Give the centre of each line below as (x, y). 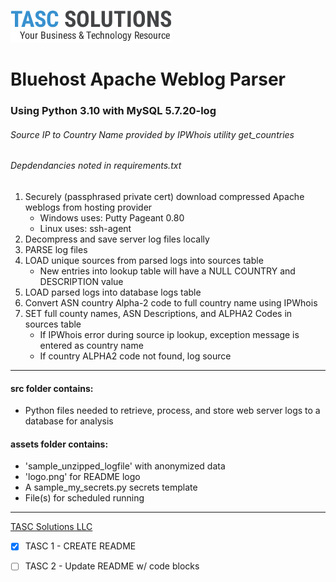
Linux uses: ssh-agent (85, 228)
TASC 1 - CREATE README (80, 546)
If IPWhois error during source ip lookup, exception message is (169, 334)
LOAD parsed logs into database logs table (113, 292)
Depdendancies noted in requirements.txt (96, 166)
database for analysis (69, 421)
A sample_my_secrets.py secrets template (111, 487)
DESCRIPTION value (81, 281)
